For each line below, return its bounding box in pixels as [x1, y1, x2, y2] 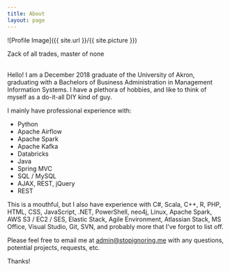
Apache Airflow [17, 127, 63, 135]
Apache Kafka [17, 142, 59, 150]
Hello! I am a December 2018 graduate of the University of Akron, [7, 71, 195, 79]
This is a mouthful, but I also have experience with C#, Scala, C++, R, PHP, [7, 200, 222, 208]
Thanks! [7, 256, 31, 265]
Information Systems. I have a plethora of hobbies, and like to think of [7, 85, 207, 94]
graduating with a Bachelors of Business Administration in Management [7, 78, 213, 86]
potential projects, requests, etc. [7, 243, 100, 251]
